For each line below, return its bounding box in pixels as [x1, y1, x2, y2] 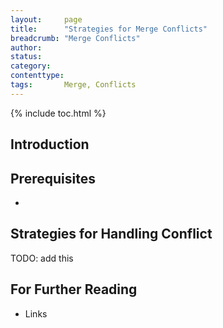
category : [10, 61, 52, 71]
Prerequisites [10, 170, 96, 187]
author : [10, 42, 43, 53]
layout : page [10, 14, 83, 25]
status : [10, 52, 43, 62]
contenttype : [10, 71, 65, 81]
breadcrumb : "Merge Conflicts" [10, 33, 141, 43]
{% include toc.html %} [10, 107, 107, 119]
